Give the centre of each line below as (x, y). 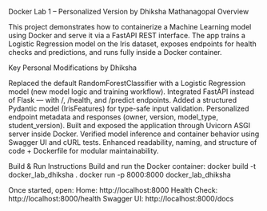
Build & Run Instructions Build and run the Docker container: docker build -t (132, 166)
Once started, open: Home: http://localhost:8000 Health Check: (113, 190)
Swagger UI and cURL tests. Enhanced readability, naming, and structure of (133, 142)
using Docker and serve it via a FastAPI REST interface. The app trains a (127, 35)
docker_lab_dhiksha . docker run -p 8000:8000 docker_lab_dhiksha (120, 175)
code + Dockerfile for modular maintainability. (84, 151)
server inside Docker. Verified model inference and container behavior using (134, 134)
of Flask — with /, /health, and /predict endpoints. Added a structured (123, 100)
